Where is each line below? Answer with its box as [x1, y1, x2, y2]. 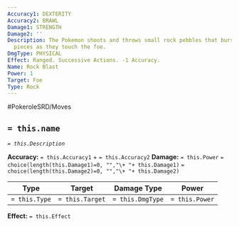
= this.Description [7, 140, 65, 148]
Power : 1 [7, 70, 33, 77]
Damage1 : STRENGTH [7, 23, 62, 31]
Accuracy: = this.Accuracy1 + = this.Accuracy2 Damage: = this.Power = [7, 153, 224, 161]
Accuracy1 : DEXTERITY [7, 10, 72, 18]
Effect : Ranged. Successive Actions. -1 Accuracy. [7, 57, 161, 64]
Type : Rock [7, 83, 40, 90]
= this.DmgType [112, 195, 164, 203]
